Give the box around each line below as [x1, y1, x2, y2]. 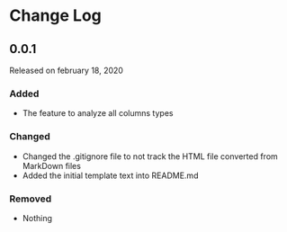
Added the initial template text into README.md [22, 170, 199, 181]
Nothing [22, 212, 52, 223]
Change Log [9, 5, 102, 26]
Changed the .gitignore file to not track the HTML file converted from [22, 150, 279, 162]
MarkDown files [22, 160, 81, 171]
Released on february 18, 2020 [9, 65, 124, 76]
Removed [9, 192, 52, 205]
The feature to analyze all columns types [22, 108, 174, 119]
